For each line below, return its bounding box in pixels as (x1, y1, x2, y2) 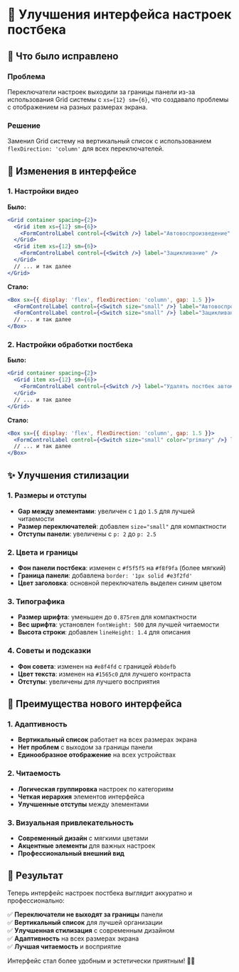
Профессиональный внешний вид (17, 849, 124, 858)
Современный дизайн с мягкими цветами (17, 834, 149, 843)
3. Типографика (7, 597, 65, 607)
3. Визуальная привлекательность (7, 817, 134, 827)
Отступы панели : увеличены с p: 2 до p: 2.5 (17, 530, 156, 538)
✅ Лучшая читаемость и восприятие (7, 942, 122, 951)
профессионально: (7, 896, 65, 905)
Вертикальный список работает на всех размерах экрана (17, 735, 198, 744)
